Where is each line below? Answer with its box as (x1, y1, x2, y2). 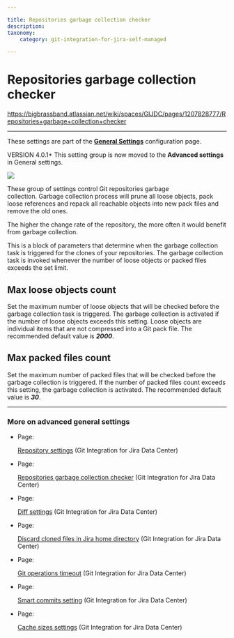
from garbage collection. (7, 228, 79, 236)
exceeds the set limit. (7, 264, 68, 272)
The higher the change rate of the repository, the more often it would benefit (7, 220, 226, 229)
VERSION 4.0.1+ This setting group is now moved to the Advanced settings (7, 151, 224, 159)
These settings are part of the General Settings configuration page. (7, 137, 202, 146)
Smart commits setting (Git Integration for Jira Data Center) (17, 596, 188, 605)
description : (7, 22, 45, 30)
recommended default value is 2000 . (7, 332, 115, 340)
